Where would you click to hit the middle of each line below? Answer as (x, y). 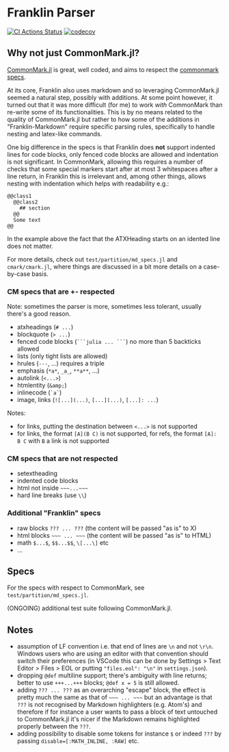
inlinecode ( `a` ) (39, 392)
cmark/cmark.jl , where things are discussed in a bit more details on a (105, 266)
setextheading (37, 473)
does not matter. (30, 246)
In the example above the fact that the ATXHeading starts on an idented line (114, 238)
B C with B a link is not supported (63, 441)
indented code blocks (48, 481)
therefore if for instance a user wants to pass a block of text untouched (117, 712)
